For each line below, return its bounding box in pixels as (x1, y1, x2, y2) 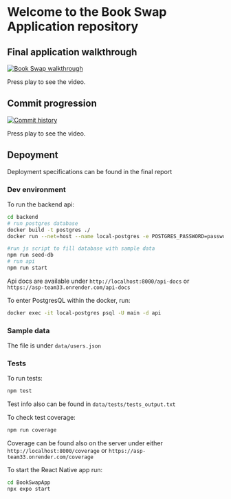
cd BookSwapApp (7, 479, 51, 486)
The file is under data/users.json (7, 341, 102, 350)
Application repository (7, 19, 139, 34)
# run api (7, 258, 36, 265)
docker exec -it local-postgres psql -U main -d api (7, 309, 162, 317)
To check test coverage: (7, 414, 76, 422)
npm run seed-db (7, 252, 54, 259)
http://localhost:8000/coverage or (7, 447, 108, 455)
